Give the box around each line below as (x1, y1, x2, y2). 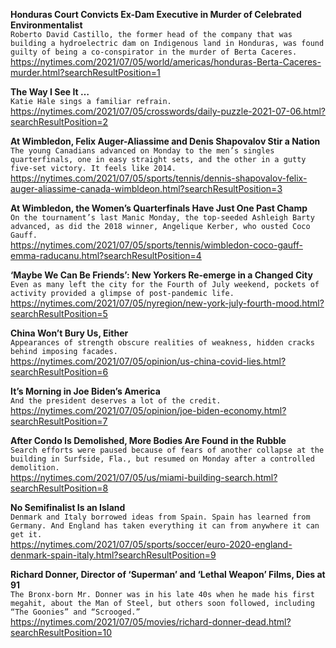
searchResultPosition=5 (10, 308, 108, 319)
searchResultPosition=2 (10, 116, 109, 128)
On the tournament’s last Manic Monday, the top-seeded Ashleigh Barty (10, 213, 315, 223)
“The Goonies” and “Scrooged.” (10, 607, 141, 617)
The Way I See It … (10, 86, 90, 98)
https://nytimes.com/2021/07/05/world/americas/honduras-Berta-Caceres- (10, 56, 322, 68)
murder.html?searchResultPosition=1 (10, 67, 161, 78)
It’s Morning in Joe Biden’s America (10, 385, 161, 397)
